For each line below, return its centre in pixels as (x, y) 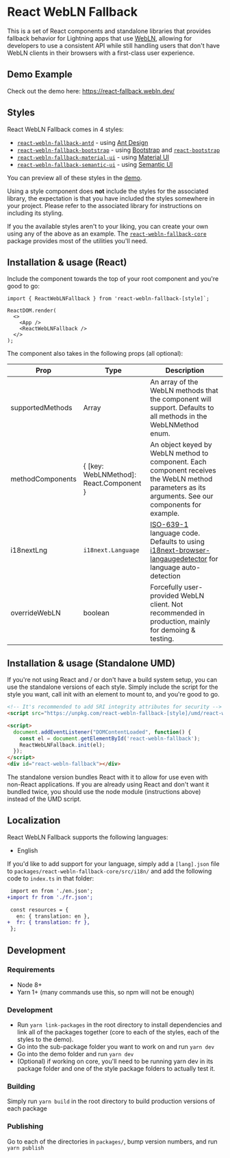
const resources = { (39, 910)
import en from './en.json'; (52, 891)
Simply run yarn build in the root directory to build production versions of (111, 1101)
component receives (183, 470)
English (27, 850)
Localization (34, 820)
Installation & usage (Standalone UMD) (91, 663)
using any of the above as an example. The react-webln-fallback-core (107, 234)
